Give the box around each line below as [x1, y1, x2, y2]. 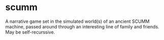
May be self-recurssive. [5, 29, 55, 35]
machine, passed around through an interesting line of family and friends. [5, 23, 159, 29]
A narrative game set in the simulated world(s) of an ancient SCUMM [5, 18, 150, 24]
